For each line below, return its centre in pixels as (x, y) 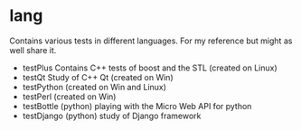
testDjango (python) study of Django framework (112, 116)
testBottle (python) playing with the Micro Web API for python (137, 106)
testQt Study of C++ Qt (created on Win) (98, 77)
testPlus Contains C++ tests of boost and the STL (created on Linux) (150, 68)
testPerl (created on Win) (69, 97)
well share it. (33, 50)
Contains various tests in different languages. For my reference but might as (151, 41)
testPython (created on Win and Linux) (94, 87)
